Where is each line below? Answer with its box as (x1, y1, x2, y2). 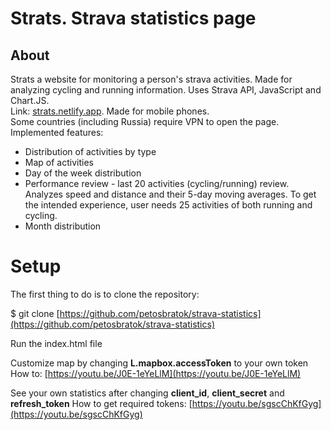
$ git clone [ (10, 307, 60, 319)
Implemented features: (10, 127, 104, 138)
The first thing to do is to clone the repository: (10, 288, 200, 300)
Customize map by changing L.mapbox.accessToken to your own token (10, 357, 309, 369)
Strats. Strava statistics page (10, 7, 257, 30)
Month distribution (24, 220, 102, 232)
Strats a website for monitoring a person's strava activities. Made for (10, 73, 293, 85)
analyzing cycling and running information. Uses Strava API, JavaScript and (10, 84, 322, 96)
